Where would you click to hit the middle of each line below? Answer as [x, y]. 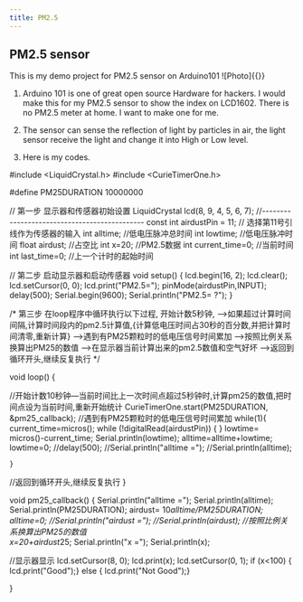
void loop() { [33, 377]
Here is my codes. [56, 157]
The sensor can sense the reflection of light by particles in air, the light [154, 130]
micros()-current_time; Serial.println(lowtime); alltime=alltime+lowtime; [141, 438]
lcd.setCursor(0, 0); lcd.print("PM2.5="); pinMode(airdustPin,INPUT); [138, 286]
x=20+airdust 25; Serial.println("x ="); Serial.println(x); [110, 542]
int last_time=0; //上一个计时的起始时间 [81, 256]
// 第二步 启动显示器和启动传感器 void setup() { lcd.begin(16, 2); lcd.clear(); [148, 276]
